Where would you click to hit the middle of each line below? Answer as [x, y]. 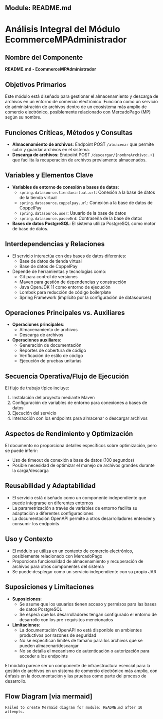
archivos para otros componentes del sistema [58, 566]
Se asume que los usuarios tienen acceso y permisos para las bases [88, 604]
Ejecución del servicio [34, 413]
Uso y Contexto [29, 539]
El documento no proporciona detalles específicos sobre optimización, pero [81, 446]
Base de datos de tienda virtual [50, 261]
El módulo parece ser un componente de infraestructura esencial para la [78, 665]
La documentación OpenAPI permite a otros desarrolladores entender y [84, 518]
